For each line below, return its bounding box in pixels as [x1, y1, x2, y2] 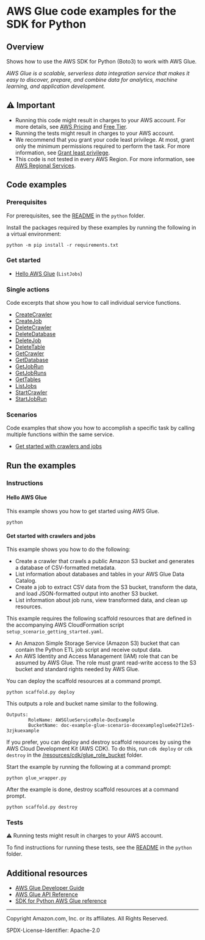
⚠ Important [6, 100, 56, 111]
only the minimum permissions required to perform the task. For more [15, 142, 190, 150]
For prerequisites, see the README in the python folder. [6, 212, 145, 219]
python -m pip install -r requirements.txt [6, 242, 119, 248]
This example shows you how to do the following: [6, 545, 131, 553]
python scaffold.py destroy [6, 804, 78, 811]
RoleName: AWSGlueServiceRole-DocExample [28, 717, 135, 723]
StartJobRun [15, 395, 47, 403]
